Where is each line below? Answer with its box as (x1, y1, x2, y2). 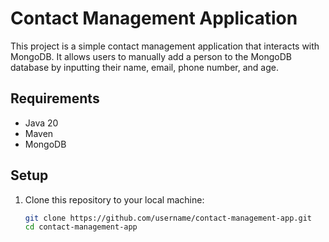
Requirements (10, 90, 100, 107)
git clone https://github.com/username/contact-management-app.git (24, 213, 312, 223)
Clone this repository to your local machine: (24, 193, 205, 206)
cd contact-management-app (24, 222, 138, 232)
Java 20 (24, 117, 59, 129)
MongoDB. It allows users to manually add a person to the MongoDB (10, 50, 293, 62)
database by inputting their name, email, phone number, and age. (10, 61, 279, 73)
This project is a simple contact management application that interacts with (10, 40, 320, 52)
